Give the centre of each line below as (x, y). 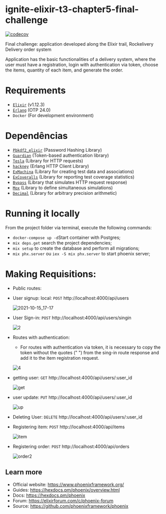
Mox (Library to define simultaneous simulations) (63, 187)
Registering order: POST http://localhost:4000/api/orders (71, 446)
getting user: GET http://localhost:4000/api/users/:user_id (72, 378)
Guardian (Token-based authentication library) (61, 155)
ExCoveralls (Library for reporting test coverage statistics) (73, 177)
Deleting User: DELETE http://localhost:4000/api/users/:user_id (77, 417)
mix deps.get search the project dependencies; (62, 243)
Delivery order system (28, 49)
